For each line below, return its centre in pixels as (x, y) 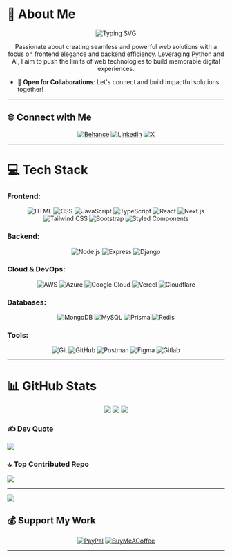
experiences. (116, 68)
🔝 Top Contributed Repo (48, 464)
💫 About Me (41, 14)
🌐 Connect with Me (49, 118)
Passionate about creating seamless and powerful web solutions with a (116, 46)
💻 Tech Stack (48, 170)
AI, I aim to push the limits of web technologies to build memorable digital (116, 61)
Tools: (18, 336)
